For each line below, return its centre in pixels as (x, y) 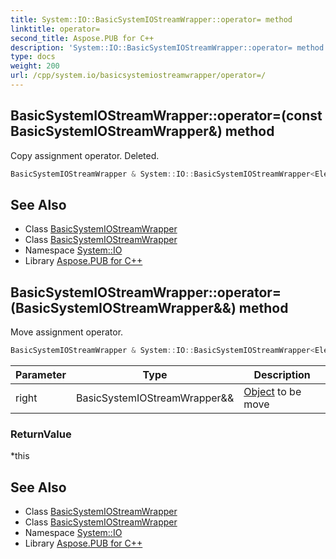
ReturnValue (41, 434)
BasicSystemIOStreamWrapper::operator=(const (166, 116)
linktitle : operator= (55, 29)
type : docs (33, 57)
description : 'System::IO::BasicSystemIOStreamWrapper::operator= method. (169, 47)
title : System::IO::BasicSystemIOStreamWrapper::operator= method (151, 19)
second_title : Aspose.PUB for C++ (82, 38)
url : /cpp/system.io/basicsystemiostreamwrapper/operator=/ (138, 76)
